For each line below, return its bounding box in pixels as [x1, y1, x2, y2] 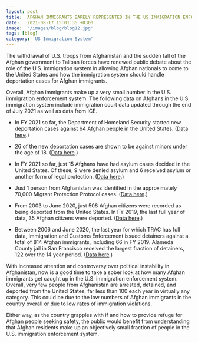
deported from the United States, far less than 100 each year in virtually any [6, 288, 190, 295]
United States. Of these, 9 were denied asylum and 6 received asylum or [14, 167, 192, 174]
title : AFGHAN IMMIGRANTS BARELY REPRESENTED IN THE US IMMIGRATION [6, 14, 181, 20]
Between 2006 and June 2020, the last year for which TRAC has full [14, 226, 180, 233]
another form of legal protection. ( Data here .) [14, 173, 124, 180]
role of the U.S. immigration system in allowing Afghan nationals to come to [6, 65, 189, 71]
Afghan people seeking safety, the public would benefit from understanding [6, 318, 190, 325]
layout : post [6, 8, 38, 15]
